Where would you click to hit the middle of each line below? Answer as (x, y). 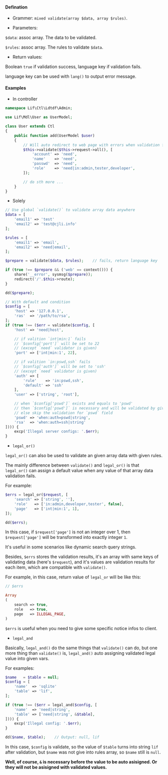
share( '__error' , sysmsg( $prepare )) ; (53, 275)
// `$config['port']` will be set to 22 (57, 343)
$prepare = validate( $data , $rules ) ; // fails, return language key (81, 261)
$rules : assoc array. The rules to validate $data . (54, 47)
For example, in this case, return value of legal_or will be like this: (73, 577)
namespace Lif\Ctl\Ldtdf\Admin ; (39, 108)
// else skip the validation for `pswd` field (63, 413)
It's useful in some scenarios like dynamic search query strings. (71, 547)
